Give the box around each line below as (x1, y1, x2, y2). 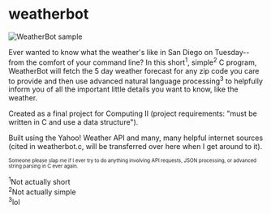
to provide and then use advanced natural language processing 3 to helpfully (8, 75, 264, 86)
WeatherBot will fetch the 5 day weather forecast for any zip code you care (8, 66, 260, 75)
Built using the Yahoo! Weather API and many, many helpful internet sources (8, 133, 264, 143)
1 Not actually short (8, 176, 71, 186)
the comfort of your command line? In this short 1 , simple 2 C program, (25, 56, 257, 67)
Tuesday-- (214, 47, 250, 57)
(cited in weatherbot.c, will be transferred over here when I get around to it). (8, 142, 263, 151)
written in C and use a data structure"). (8, 117, 139, 127)
